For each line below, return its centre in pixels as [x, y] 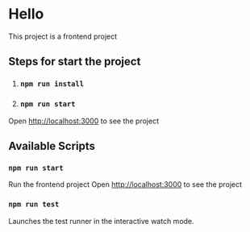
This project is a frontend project [63, 36]
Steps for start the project [75, 62]
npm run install [52, 84]
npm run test [34, 205]
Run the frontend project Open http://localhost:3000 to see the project [125, 184]
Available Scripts [52, 146]
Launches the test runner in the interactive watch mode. [102, 221]
